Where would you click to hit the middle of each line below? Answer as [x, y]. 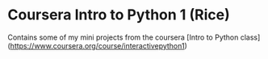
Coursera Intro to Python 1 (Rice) [119, 15]
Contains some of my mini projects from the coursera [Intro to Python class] [134, 37]
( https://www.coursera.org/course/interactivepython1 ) [97, 45]
